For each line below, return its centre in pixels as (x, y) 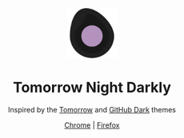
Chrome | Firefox (92, 125)
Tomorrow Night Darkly (92, 88)
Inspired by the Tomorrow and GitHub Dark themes (92, 109)
